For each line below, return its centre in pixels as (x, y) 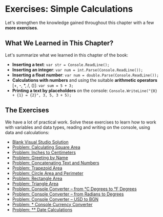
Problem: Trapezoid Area (37, 168)
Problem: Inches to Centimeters (44, 152)
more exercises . (22, 27)
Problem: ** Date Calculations (42, 210)
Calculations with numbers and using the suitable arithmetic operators (85, 80)
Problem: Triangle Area (35, 183)
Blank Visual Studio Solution (40, 142)
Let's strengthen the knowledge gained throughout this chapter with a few (80, 23)
